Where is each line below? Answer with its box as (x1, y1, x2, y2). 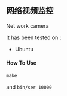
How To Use (6, 59, 37, 66)
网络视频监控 (6, 5, 54, 16)
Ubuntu (14, 45, 34, 53)
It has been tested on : (6, 34, 62, 41)
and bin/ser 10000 (6, 83, 52, 91)
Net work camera (6, 22, 49, 29)
